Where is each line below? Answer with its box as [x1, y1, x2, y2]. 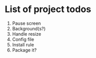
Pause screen [12, 20, 41, 26]
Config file [12, 36, 34, 42]
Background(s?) [12, 25, 46, 31]
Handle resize [12, 31, 42, 37]
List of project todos [5, 4, 91, 15]
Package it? [12, 47, 37, 53]
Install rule [12, 41, 34, 47]
